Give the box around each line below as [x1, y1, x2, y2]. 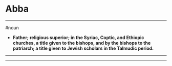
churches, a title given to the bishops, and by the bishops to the [12, 40, 151, 46]
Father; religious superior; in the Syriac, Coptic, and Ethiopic [12, 34, 144, 41]
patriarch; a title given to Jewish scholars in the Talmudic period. [12, 45, 154, 51]
